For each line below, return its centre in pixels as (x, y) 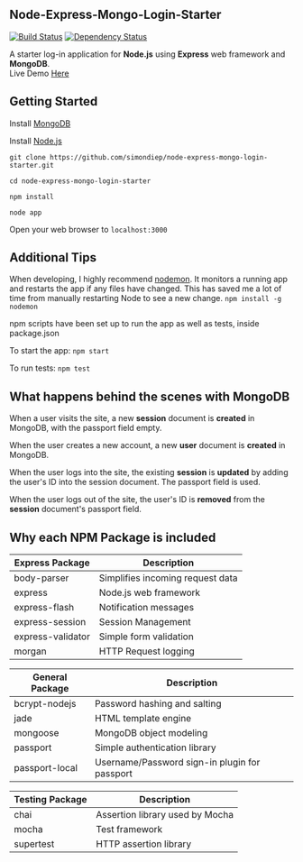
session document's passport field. (76, 509)
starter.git (32, 165)
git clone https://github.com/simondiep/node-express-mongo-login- (139, 157)
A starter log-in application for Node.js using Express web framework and (147, 54)
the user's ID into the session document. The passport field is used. (135, 482)
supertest (34, 844)
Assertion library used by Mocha (165, 815)
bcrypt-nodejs (45, 704)
